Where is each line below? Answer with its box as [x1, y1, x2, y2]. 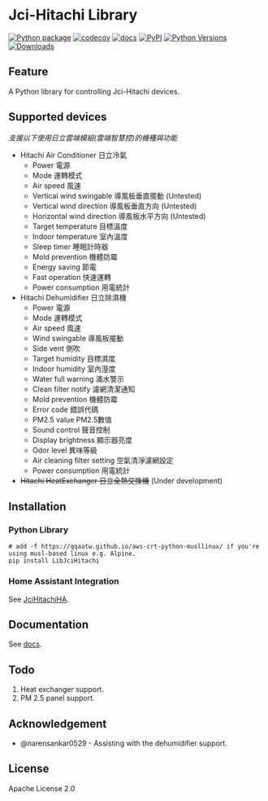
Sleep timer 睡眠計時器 [32, 242, 109, 252]
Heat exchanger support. [19, 685, 104, 694]
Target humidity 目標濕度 [32, 353, 116, 363]
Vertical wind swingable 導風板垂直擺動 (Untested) [32, 190, 202, 200]
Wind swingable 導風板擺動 [32, 333, 124, 343]
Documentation [8, 617, 89, 632]
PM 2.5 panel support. [19, 694, 95, 703]
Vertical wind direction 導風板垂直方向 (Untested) [32, 201, 197, 211]
